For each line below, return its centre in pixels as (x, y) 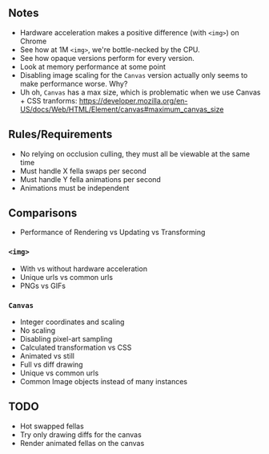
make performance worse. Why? (74, 83)
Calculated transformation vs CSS (76, 347)
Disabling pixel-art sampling (66, 339)
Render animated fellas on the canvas (82, 443)
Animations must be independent (74, 188)
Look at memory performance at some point (92, 67)
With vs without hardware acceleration (84, 269)
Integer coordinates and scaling (72, 322)
